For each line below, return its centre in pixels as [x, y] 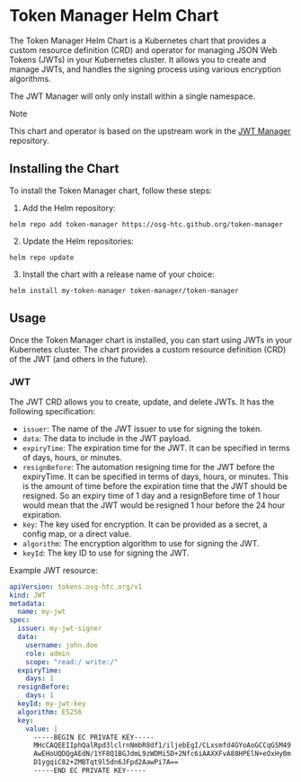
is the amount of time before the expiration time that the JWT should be [155, 485]
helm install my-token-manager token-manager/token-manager [124, 290]
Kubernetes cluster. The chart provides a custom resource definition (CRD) [148, 349]
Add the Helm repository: [69, 208]
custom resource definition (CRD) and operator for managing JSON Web [143, 49]
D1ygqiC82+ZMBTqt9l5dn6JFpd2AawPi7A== [106, 762]
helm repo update [42, 257]
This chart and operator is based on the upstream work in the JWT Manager [150, 130]
